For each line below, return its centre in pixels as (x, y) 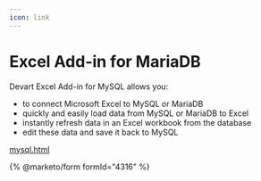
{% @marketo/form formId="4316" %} (80, 167)
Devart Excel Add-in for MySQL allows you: (89, 86)
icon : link (29, 17)
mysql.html (29, 149)
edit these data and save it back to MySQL (100, 132)
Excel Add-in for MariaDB (105, 61)
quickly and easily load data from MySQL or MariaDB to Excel (135, 113)
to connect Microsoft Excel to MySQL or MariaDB (113, 103)
